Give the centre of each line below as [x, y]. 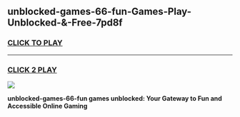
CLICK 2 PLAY [32, 69]
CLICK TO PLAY [35, 43]
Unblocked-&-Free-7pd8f [65, 23]
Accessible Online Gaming [47, 106]
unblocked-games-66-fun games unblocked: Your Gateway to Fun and [115, 98]
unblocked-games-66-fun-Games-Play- [99, 12]
